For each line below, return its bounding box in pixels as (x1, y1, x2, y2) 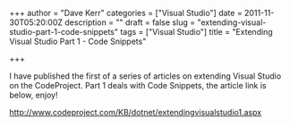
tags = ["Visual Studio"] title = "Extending (120, 27, 273, 37)
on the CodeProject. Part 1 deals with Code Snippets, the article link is (9, 80, 267, 90)
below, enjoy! (9, 89, 58, 100)
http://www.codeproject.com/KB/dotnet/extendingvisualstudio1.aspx (9, 107, 262, 117)
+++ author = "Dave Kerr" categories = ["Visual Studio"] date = (9, 8, 243, 18)
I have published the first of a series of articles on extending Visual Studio (9, 71, 282, 81)
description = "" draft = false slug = (64, 17, 195, 28)
